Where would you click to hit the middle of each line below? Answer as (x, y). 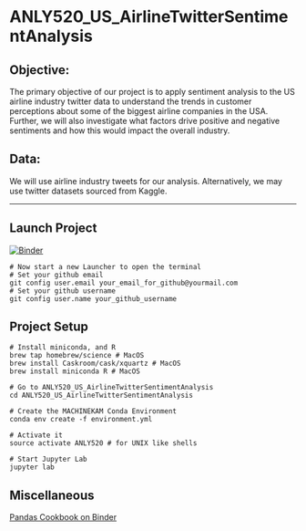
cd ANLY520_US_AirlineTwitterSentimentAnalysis (102, 396)
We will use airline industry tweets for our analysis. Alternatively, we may (146, 181)
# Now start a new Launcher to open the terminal (106, 266)
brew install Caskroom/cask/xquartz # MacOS (95, 364)
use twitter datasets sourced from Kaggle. (88, 191)
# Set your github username (63, 291)
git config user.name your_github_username (93, 298)
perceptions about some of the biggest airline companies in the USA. (139, 111)
